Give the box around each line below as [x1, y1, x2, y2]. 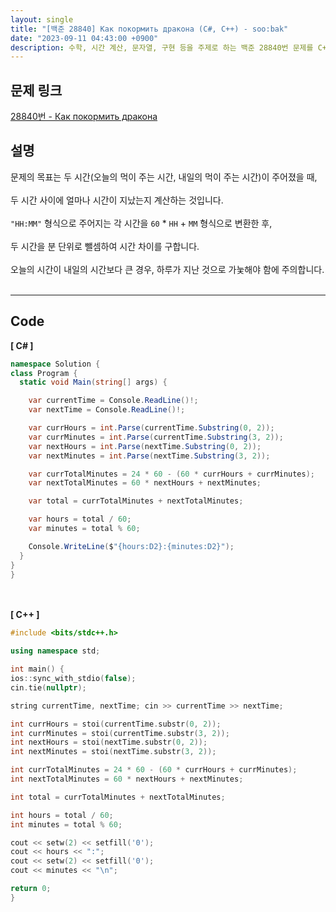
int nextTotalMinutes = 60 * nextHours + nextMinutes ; [10, 774, 244, 785]
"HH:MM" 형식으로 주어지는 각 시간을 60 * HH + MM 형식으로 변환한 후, [10, 217, 273, 229]
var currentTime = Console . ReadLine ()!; [28, 396, 199, 406]
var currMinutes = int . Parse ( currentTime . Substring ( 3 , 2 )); [28, 432, 284, 442]
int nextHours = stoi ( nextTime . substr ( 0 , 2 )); [10, 737, 208, 748]
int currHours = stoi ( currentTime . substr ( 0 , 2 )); [10, 719, 222, 729]
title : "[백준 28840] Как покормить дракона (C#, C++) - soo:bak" [10, 24, 289, 34]
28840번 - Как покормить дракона [10, 111, 158, 123]
